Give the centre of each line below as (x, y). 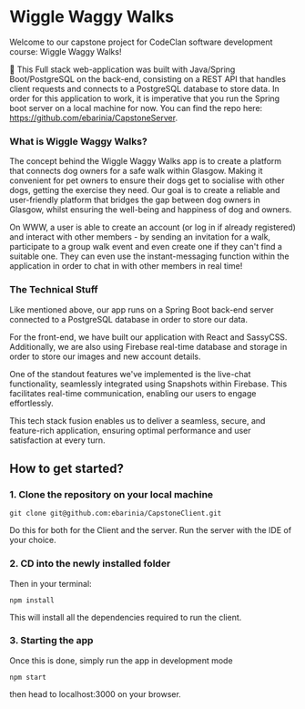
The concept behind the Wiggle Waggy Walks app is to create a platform (146, 161)
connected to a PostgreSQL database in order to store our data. (129, 319)
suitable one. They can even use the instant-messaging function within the (149, 256)
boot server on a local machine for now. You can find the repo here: (136, 108)
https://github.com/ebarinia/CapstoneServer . (94, 118)
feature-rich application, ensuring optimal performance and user (131, 430)
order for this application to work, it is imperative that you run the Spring (145, 98)
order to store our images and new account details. (105, 356)
